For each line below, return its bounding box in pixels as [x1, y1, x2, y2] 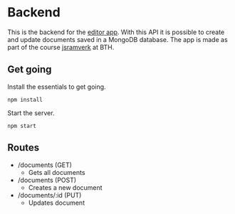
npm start [7, 122, 37, 129]
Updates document [28, 198, 85, 207]
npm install [7, 96, 43, 103]
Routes [7, 141, 40, 154]
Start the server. [7, 108, 55, 117]
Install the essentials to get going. [7, 82, 106, 91]
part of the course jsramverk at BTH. [7, 43, 115, 51]
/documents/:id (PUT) [17, 191, 82, 199]
